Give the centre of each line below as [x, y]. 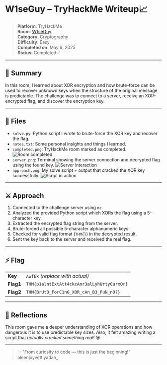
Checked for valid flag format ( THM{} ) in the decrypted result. [75, 234]
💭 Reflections [26, 315]
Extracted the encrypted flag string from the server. [65, 223]
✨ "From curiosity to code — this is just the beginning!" [74, 352]
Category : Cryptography [43, 37]
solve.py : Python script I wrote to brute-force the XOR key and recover [85, 133]
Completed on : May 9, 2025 [46, 47]
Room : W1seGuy [34, 31]
